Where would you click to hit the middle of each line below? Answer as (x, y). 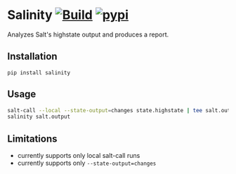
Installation (32, 56)
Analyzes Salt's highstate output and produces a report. (88, 34)
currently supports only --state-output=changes (87, 163)
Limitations (32, 139)
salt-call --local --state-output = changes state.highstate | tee (105, 110)
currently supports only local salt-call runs (79, 156)
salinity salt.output (39, 117)
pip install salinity (39, 73)
